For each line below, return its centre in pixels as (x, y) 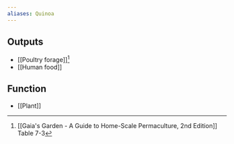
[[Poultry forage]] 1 (43, 59)
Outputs (25, 42)
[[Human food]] (40, 67)
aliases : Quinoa (31, 14)
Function (27, 89)
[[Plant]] (29, 106)
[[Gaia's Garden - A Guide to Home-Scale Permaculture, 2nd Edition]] (117, 125)
